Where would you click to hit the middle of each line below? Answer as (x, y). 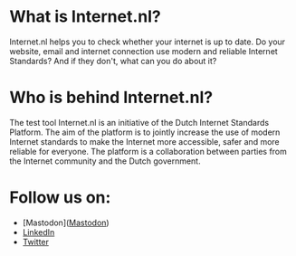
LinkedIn (38, 232)
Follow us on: (60, 198)
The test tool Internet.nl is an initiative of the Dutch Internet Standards (139, 122)
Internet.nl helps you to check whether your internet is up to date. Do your (148, 42)
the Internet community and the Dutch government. (105, 161)
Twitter (36, 242)
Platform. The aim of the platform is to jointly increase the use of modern (145, 132)
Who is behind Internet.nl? (111, 98)
